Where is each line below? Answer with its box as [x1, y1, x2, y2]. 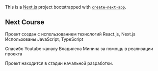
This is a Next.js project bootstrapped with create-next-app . [5, 4, 127, 10]
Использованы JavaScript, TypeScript [5, 36, 83, 42]
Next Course [5, 18, 45, 26]
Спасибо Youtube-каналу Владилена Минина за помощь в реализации [5, 46, 153, 52]
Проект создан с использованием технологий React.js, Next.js [5, 31, 136, 37]
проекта [5, 51, 23, 56]
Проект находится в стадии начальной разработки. [5, 60, 113, 66]
